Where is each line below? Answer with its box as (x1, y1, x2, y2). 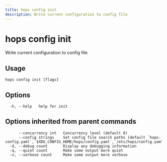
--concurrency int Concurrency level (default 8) (18, 130, 128, 136)
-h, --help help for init (9, 104, 68, 109)
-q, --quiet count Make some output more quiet (9, 148, 123, 153)
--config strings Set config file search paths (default (18, 135, 146, 140)
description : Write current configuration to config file (5, 12, 128, 17)
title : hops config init (5, 7, 57, 12)
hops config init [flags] (5, 78, 59, 82)
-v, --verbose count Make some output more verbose (9, 152, 128, 157)
